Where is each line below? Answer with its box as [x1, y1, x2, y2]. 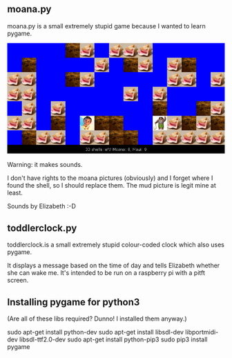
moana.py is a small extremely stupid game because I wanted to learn [7, 21, 206, 30]
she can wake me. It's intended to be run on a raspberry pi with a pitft [7, 269, 206, 277]
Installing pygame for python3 [7, 296, 140, 308]
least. [7, 188, 23, 197]
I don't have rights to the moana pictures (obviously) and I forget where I [7, 174, 213, 182]
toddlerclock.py [7, 222, 77, 234]
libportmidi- [185, 328, 219, 337]
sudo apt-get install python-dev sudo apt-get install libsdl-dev [7, 328, 184, 337]
